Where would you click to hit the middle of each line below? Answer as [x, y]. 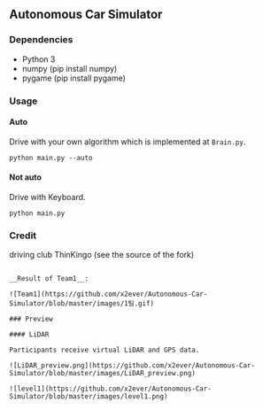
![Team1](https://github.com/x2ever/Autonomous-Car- [108, 294]
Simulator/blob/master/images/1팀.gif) [82, 304]
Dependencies [41, 40]
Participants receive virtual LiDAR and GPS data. [104, 350]
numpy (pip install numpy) [70, 68]
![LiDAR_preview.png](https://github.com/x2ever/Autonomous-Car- [132, 366]
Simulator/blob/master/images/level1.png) [89, 397]
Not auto [26, 177]
